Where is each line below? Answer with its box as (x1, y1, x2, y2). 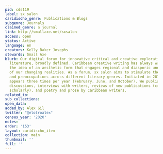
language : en (5, 43, 32, 48)
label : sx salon (5, 12, 38, 16)
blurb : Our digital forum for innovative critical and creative (5, 56, 138, 61)
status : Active (5, 39, 36, 43)
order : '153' (5, 124, 32, 128)
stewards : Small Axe (5, 52, 47, 57)
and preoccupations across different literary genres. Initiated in (9, 74, 151, 79)
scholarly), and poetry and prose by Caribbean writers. (9, 88, 127, 93)
